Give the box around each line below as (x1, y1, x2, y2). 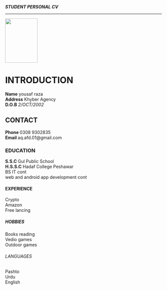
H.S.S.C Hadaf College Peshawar (5, 163, 74, 170)
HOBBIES (5, 218, 25, 225)
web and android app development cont (5, 174, 87, 180)
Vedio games (5, 237, 32, 243)
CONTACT (5, 116, 38, 125)
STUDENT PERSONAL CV (5, 4, 59, 9)
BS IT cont (5, 169, 27, 175)
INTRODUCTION (5, 75, 74, 86)
